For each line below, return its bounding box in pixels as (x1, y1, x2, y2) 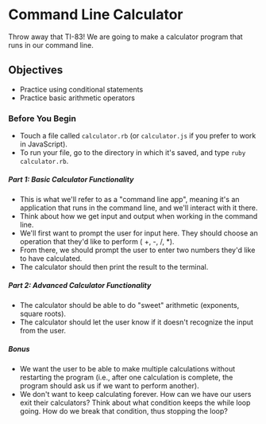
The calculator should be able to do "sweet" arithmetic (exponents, (19, 300, 240, 309)
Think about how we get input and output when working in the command (19, 212, 258, 221)
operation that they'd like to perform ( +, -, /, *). (19, 237, 175, 247)
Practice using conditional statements (19, 84, 144, 94)
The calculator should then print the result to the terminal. (19, 263, 209, 272)
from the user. (19, 325, 66, 335)
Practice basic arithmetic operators (19, 93, 135, 103)
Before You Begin (8, 113, 77, 124)
